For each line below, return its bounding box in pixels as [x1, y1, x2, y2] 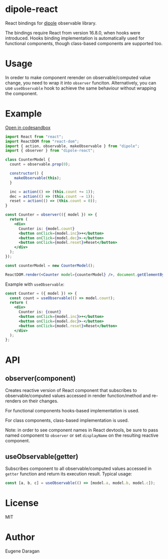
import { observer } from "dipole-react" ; [5, 148, 95, 153]
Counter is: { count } [18, 309, 61, 315]
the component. [5, 90, 38, 96]
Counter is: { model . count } [18, 226, 75, 231]
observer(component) [5, 374, 76, 382]
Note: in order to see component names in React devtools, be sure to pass [5, 427, 158, 433]
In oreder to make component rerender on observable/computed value [5, 74, 151, 81]
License [5, 497, 39, 509]
